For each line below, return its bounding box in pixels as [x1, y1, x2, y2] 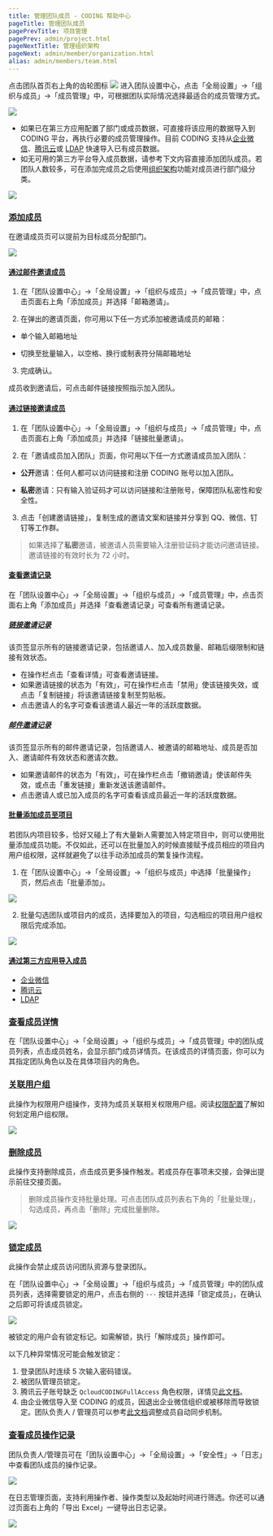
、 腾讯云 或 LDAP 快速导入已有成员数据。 [27, 143, 164, 153]
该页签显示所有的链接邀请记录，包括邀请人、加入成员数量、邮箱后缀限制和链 [8, 642, 265, 651]
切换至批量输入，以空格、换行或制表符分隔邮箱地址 [19, 349, 192, 359]
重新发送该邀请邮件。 [98, 780, 171, 790]
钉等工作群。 [19, 522, 63, 533]
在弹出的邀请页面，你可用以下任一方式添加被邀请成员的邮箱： [19, 314, 227, 324]
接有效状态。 [8, 652, 51, 662]
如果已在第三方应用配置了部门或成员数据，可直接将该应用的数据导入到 [19, 123, 256, 133]
